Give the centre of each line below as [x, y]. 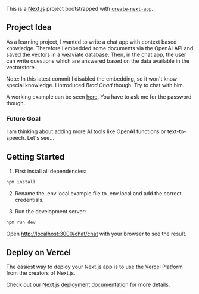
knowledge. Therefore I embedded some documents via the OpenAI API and [100, 48]
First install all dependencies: [51, 171]
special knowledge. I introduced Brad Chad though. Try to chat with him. [95, 85]
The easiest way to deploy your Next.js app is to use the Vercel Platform [95, 267]
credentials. [29, 200]
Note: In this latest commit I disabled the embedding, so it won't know [92, 79]
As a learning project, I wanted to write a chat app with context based [91, 42]
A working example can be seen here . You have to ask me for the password [99, 97]
